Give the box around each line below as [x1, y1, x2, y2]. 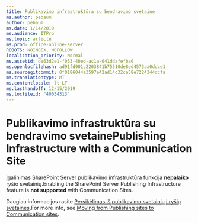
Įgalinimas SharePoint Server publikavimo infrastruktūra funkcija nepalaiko [6, 174, 189, 181]
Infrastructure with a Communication [6, 141, 193, 155]
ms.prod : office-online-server [6, 42, 84, 48]
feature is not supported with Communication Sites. [6, 186, 133, 193]
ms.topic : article [6, 36, 52, 42]
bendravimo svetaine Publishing [6, 129, 167, 143]
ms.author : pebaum [6, 14, 52, 20]
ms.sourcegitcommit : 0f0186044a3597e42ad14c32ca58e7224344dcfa [6, 69, 166, 75]
